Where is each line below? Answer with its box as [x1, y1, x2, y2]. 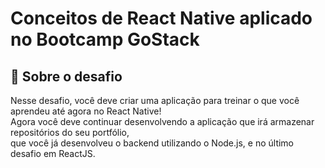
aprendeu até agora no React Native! [10, 105, 162, 117]
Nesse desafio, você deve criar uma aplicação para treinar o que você [10, 95, 300, 106]
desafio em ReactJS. [10, 148, 96, 159]
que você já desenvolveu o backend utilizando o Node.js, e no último [10, 137, 295, 149]
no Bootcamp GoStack [10, 28, 200, 51]
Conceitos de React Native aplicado [10, 7, 313, 30]
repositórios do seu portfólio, [10, 127, 130, 138]
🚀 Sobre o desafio [10, 68, 123, 85]
